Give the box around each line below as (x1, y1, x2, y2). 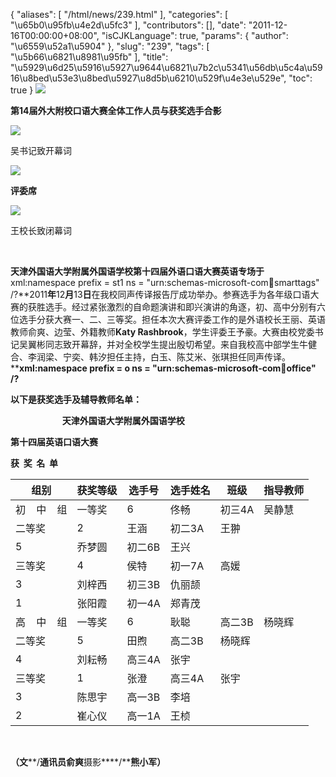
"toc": (288, 72, 313, 84)
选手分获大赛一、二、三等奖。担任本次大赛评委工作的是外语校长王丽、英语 (18, 314, 326, 325)
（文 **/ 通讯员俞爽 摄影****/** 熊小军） (10, 756, 167, 768)
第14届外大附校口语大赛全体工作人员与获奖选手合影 (10, 105, 222, 116)
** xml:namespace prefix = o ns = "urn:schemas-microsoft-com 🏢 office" (10, 362, 317, 374)
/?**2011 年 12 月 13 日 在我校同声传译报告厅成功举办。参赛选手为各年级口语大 (10, 289, 320, 300)
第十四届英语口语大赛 (10, 436, 98, 448)
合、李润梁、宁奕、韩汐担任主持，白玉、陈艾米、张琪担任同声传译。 (10, 351, 291, 363)
